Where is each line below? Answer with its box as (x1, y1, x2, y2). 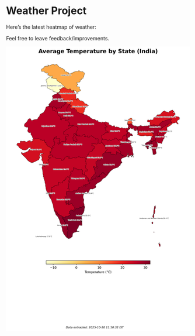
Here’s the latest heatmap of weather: (6, 23, 96, 30)
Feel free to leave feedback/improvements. (6, 35, 110, 42)
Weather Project (6, 4, 87, 18)
